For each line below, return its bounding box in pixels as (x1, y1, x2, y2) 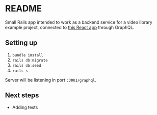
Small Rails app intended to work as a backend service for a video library (5, 19, 153, 25)
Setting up (5, 39, 38, 47)
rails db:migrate (12, 57, 48, 63)
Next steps (5, 91, 39, 100)
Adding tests (12, 104, 38, 110)
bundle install (12, 53, 44, 57)
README (5, 3, 42, 14)
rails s (12, 68, 28, 73)
